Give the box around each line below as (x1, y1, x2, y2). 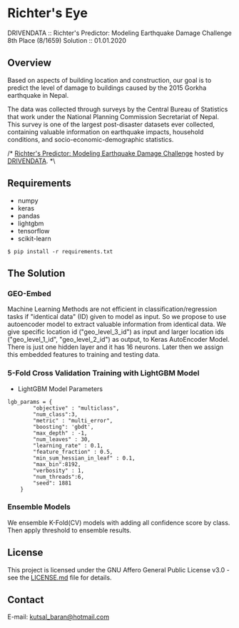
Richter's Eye (7, 5, 88, 21)
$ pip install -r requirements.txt (7, 248, 113, 255)
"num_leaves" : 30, (33, 435, 91, 443)
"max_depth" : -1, (33, 430, 88, 437)
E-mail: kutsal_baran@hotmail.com (7, 612, 109, 622)
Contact (7, 594, 44, 606)
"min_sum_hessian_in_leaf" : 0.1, (33, 455, 136, 462)
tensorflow (17, 226, 50, 235)
